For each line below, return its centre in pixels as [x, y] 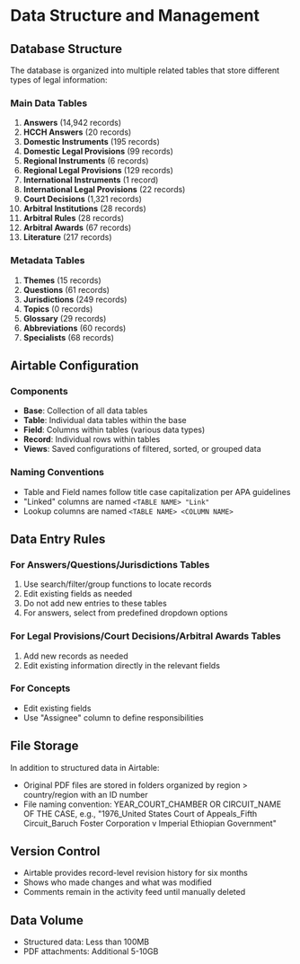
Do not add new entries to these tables [95, 604]
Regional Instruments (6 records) [86, 161]
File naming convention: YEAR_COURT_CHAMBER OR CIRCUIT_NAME [152, 804]
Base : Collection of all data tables [85, 411]
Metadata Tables [48, 261]
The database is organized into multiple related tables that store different [145, 70]
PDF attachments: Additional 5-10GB [91, 951]
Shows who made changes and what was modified [117, 882]
